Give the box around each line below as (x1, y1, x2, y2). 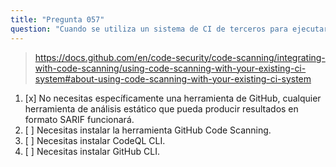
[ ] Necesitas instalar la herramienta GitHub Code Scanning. (24, 124, 272, 136)
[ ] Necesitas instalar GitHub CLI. (24, 145, 160, 157)
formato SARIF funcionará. (24, 113, 135, 125)
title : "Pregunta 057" (10, 14, 105, 25)
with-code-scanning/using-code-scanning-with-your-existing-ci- (34, 62, 307, 74)
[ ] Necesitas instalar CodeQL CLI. (24, 134, 166, 146)
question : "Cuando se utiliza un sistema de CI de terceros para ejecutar (10, 24, 329, 34)
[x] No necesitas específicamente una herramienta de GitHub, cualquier (24, 92, 322, 104)
